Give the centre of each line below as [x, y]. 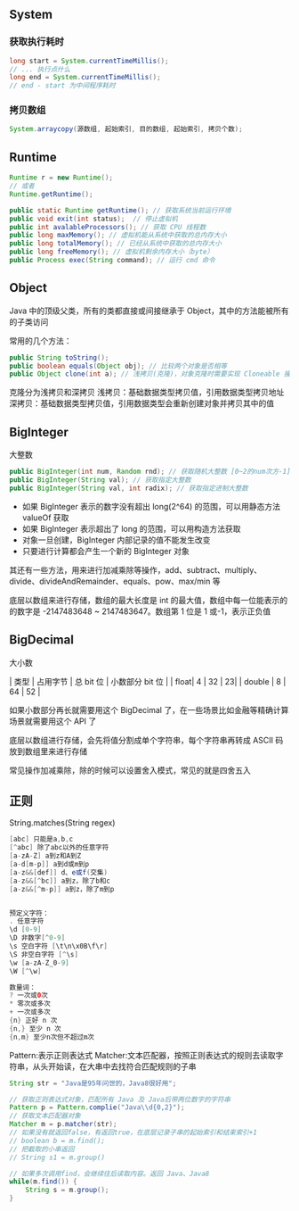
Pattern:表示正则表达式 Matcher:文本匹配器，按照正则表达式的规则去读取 [142, 1055]
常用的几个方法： [40, 340]
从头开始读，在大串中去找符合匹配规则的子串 [114, 1066]
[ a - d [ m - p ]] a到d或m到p [49, 865]
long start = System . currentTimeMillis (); [89, 61]
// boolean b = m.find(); [57, 1140]
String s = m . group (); [67, 1190]
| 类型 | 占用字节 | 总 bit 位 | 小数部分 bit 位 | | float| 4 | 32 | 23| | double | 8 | [148, 681]
